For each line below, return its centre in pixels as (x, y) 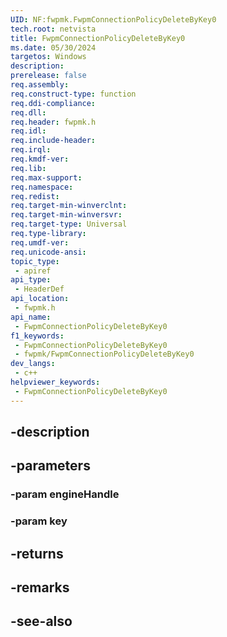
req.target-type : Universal (69, 224)
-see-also (41, 621)
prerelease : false (48, 76)
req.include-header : (53, 141)
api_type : (31, 280)
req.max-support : (46, 177)
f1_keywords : (37, 336)
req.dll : (28, 112)
